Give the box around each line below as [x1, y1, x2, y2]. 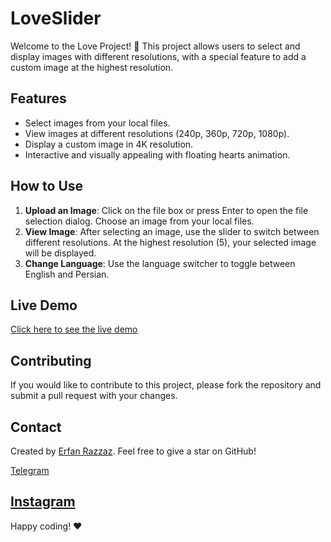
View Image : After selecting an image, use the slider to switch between [24, 225, 320, 237]
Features [10, 90, 67, 107]
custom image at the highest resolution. [10, 61, 174, 73]
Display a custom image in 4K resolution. [24, 138, 194, 150]
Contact [10, 418, 62, 436]
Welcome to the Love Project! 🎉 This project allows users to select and [10, 40, 301, 52]
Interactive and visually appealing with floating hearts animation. [24, 148, 291, 161]
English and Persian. [24, 268, 110, 280]
